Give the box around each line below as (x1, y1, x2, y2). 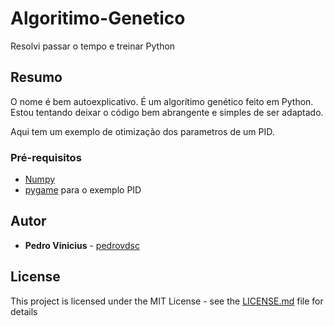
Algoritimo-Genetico (10, 7, 186, 30)
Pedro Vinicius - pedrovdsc (24, 239, 140, 251)
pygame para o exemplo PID (24, 184, 142, 196)
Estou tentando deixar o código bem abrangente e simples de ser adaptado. (10, 106, 324, 118)
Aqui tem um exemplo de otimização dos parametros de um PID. (10, 125, 275, 137)
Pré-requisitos (10, 150, 82, 164)
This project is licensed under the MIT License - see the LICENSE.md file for (10, 295, 324, 307)
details (10, 305, 38, 317)
